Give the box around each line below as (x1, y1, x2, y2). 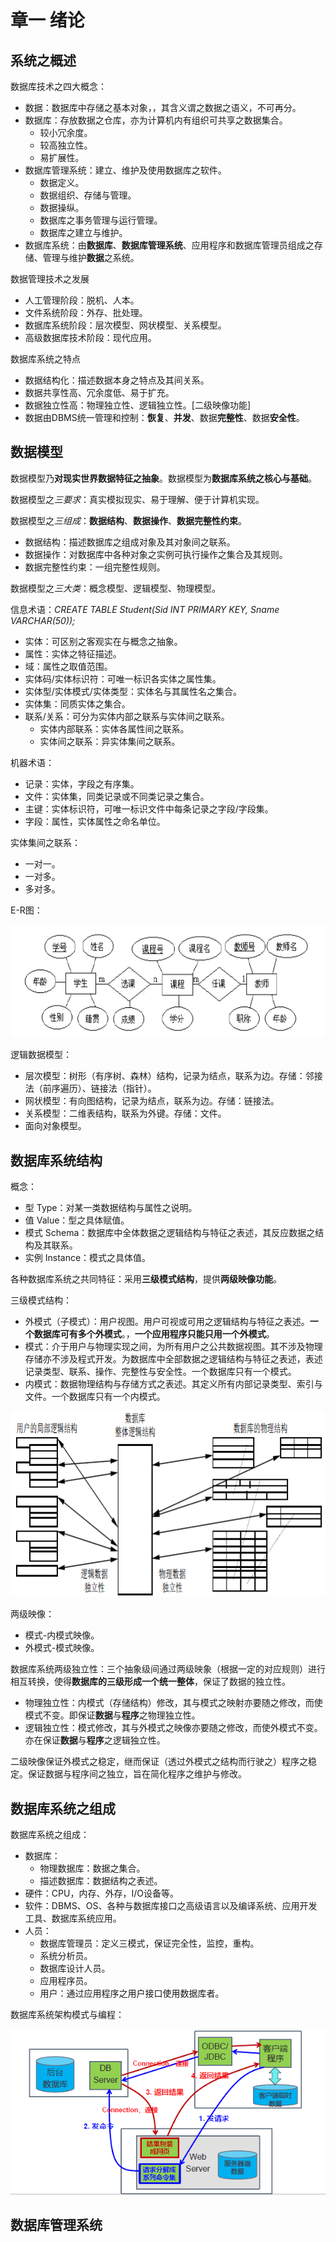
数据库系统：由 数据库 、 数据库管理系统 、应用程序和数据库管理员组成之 (24, 239, 315, 251)
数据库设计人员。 (39, 1962, 111, 1975)
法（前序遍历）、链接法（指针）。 (24, 1082, 157, 1095)
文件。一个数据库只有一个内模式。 (24, 1390, 166, 1402)
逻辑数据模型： (10, 1049, 72, 1061)
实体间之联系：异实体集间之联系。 (39, 735, 181, 747)
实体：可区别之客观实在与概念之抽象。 (24, 635, 183, 647)
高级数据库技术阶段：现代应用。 (24, 332, 157, 343)
